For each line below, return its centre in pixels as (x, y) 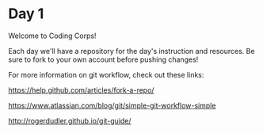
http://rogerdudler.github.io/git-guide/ (70, 120)
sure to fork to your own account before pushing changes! (103, 59)
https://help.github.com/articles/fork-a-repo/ (81, 90)
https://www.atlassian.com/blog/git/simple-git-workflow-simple (112, 105)
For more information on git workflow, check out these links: (106, 74)
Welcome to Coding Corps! (52, 36)
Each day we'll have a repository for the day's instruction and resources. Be (131, 51)
